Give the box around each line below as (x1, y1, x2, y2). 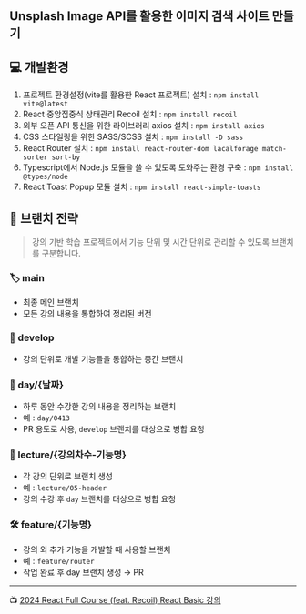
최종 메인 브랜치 (22, 297, 79, 307)
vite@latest (22, 99, 68, 109)
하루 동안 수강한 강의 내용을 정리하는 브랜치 (22, 400, 177, 411)
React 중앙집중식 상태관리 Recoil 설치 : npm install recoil (22, 108, 238, 120)
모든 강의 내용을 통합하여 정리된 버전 (22, 308, 152, 319)
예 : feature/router (22, 555, 95, 566)
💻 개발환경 (9, 59, 69, 75)
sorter (22, 153, 48, 162)
